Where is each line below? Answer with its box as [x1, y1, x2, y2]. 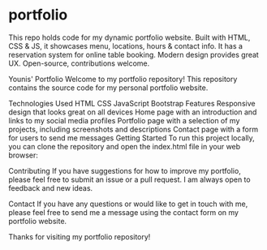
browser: [8, 150, 39, 160]
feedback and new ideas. [8, 183, 93, 192]
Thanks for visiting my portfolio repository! [8, 231, 151, 241]
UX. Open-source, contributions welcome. [8, 58, 150, 68]
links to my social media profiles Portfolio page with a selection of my [8, 115, 240, 125]
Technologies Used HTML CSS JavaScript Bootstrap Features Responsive [8, 98, 256, 108]
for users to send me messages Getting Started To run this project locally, [8, 132, 256, 143]
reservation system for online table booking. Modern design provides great [8, 50, 260, 59]
